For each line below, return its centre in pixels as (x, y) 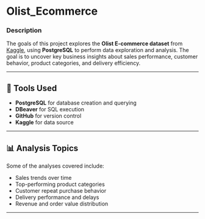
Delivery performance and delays (57, 198)
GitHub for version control (48, 116)
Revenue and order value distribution (62, 204)
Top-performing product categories (60, 184)
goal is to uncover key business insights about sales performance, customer (102, 57)
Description (24, 31)
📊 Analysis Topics (42, 148)
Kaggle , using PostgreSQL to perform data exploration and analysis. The (98, 50)
